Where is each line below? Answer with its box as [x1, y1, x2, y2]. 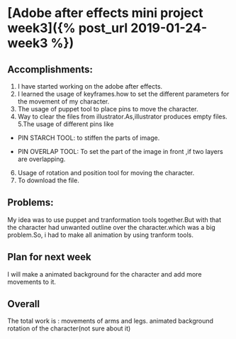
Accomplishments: [7, 63, 94, 75]
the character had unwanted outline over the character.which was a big [7, 223, 216, 231]
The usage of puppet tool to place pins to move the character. [17, 105, 198, 113]
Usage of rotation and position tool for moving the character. [17, 169, 195, 177]
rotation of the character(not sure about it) [7, 324, 131, 333]
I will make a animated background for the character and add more [7, 269, 202, 278]
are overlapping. [17, 155, 66, 163]
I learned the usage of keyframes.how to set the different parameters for [17, 90, 230, 98]
